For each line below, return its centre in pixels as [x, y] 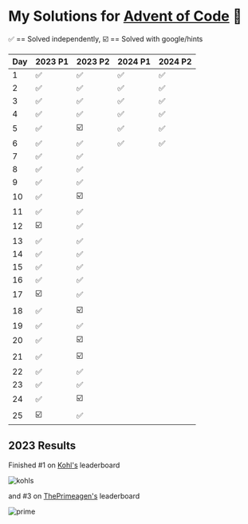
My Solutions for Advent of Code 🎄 [125, 16]
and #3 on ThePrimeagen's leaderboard [74, 496]
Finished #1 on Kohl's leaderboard [64, 465]
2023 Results [42, 446]
